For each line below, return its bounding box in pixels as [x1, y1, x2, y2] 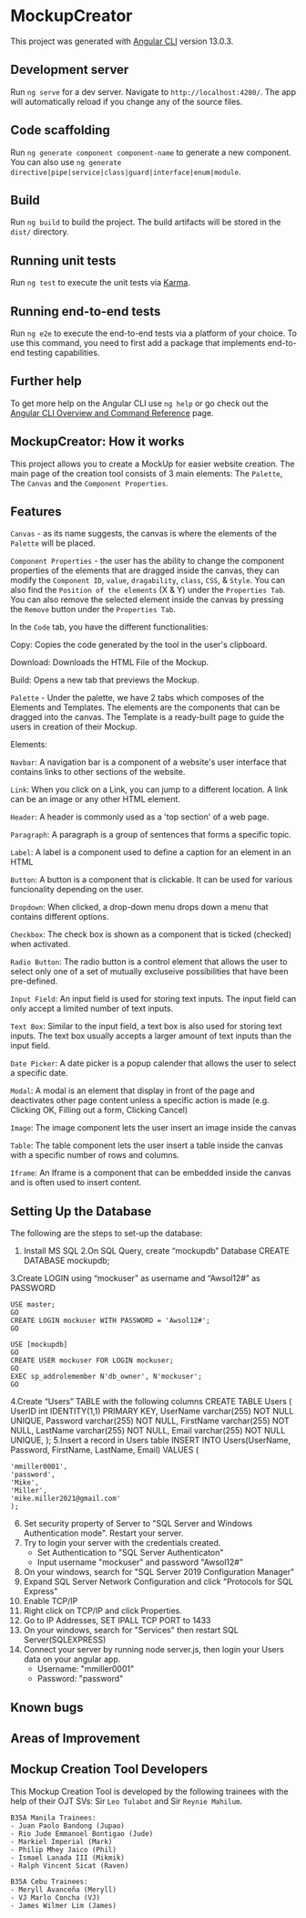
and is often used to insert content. [10, 1177, 142, 1188]
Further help [10, 373, 83, 389]
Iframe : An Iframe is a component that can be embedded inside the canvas [10, 1167, 291, 1178]
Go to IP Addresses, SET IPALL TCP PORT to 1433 [23, 1615, 211, 1626]
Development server [10, 62, 129, 78]
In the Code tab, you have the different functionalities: [10, 621, 209, 632]
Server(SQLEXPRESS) [23, 1634, 107, 1645]
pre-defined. [10, 975, 58, 986]
